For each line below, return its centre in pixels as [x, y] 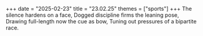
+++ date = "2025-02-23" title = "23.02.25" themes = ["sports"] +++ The [99, 9]
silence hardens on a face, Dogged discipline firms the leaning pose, [92, 15]
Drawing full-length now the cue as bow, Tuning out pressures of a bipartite [101, 21]
